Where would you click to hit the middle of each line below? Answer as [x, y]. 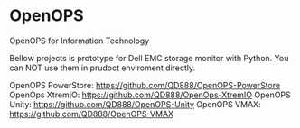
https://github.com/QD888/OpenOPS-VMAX [92, 114]
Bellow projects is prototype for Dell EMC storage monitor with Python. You [149, 58]
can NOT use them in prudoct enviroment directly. [103, 68]
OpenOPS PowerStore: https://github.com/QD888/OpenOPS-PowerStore [145, 85]
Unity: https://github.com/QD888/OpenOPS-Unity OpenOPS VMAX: [135, 104]
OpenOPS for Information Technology [80, 41]
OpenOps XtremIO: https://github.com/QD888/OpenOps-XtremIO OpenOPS [150, 95]
